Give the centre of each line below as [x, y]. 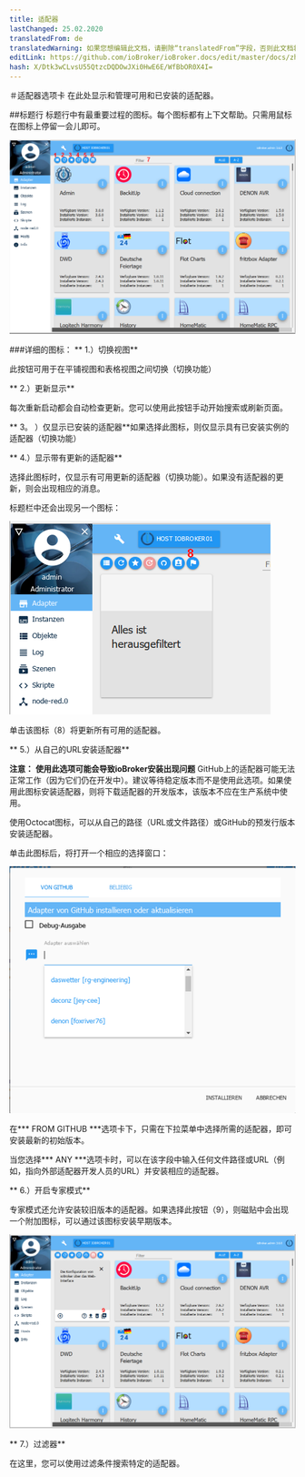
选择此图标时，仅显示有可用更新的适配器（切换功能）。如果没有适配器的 [143, 477]
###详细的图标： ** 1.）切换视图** [74, 349]
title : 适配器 [34, 19]
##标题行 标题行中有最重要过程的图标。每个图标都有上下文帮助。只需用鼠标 [151, 115]
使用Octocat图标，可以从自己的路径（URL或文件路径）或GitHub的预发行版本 [152, 823]
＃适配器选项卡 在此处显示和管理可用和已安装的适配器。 [114, 95]
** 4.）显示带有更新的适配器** [66, 458]
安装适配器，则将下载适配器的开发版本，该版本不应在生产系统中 [160, 792]
